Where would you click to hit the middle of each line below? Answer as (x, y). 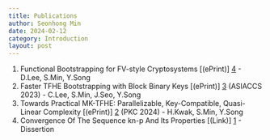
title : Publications (43, 16)
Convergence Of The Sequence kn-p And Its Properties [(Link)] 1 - (131, 121)
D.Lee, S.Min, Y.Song (55, 78)
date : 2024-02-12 (38, 31)
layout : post (30, 46)
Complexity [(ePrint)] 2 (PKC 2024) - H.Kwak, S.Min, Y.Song (143, 112)
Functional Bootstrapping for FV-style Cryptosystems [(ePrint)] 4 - (131, 69)
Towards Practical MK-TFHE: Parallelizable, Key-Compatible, (120, 104)
